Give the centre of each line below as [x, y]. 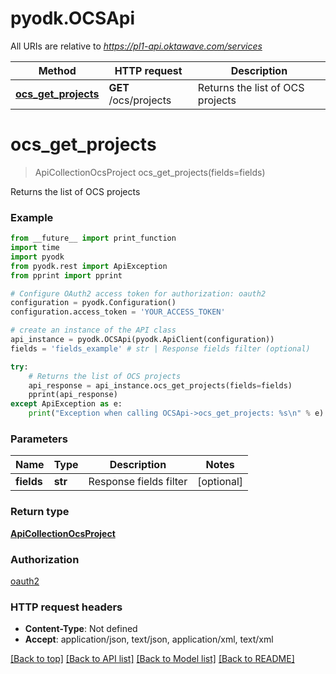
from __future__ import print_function [93, 238]
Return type [40, 512]
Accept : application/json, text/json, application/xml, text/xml [149, 639]
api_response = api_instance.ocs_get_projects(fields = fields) [160, 385]
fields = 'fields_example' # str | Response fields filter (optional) [160, 348]
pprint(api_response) [73, 395]
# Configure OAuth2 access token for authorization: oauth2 [138, 293]
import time [35, 248]
